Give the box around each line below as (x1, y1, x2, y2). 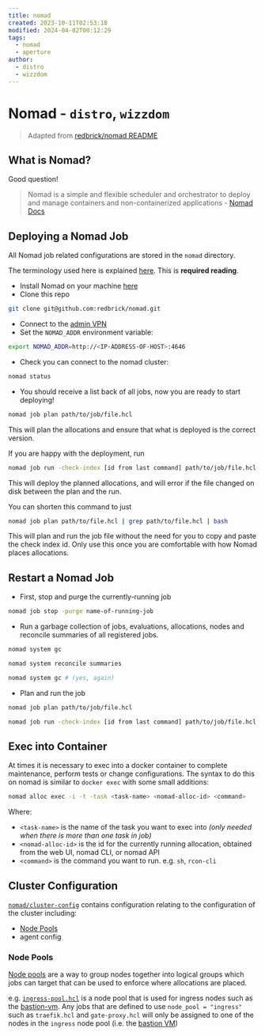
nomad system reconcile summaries (8, 660, 123, 667)
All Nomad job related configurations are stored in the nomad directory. (8, 251, 236, 260)
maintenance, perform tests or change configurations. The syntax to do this (8, 769, 256, 779)
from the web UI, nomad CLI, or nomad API (19, 848, 161, 857)
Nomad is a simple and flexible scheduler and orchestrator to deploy (27, 190, 251, 199)
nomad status (8, 372, 51, 380)
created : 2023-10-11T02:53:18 (8, 19, 108, 27)
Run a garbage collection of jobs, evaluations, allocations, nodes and (19, 622, 244, 631)
